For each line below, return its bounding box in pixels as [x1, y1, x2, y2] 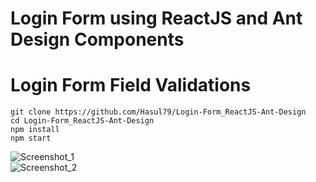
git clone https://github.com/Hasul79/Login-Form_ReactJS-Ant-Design [10, 107, 307, 117]
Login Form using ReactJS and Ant [10, 7, 303, 30]
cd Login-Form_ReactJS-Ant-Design [10, 116, 155, 126]
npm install [10, 125, 60, 135]
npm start [10, 133, 52, 144]
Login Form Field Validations [10, 74, 252, 97]
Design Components [10, 28, 185, 51]
